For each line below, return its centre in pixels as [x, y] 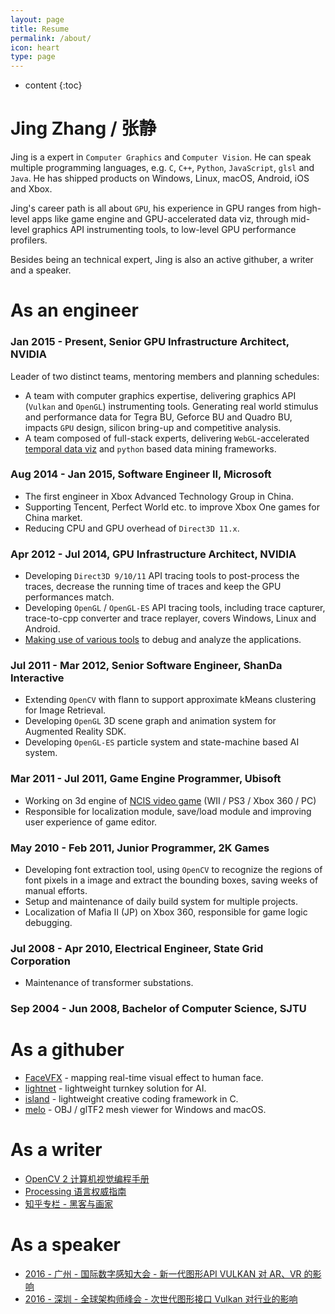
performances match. [69, 597]
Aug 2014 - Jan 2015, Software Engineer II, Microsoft [141, 474]
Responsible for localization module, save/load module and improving [168, 811]
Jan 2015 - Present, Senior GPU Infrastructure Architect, [150, 342]
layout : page [37, 19]
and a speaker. [41, 270]
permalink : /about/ [51, 38]
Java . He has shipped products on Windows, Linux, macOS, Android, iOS [160, 178]
